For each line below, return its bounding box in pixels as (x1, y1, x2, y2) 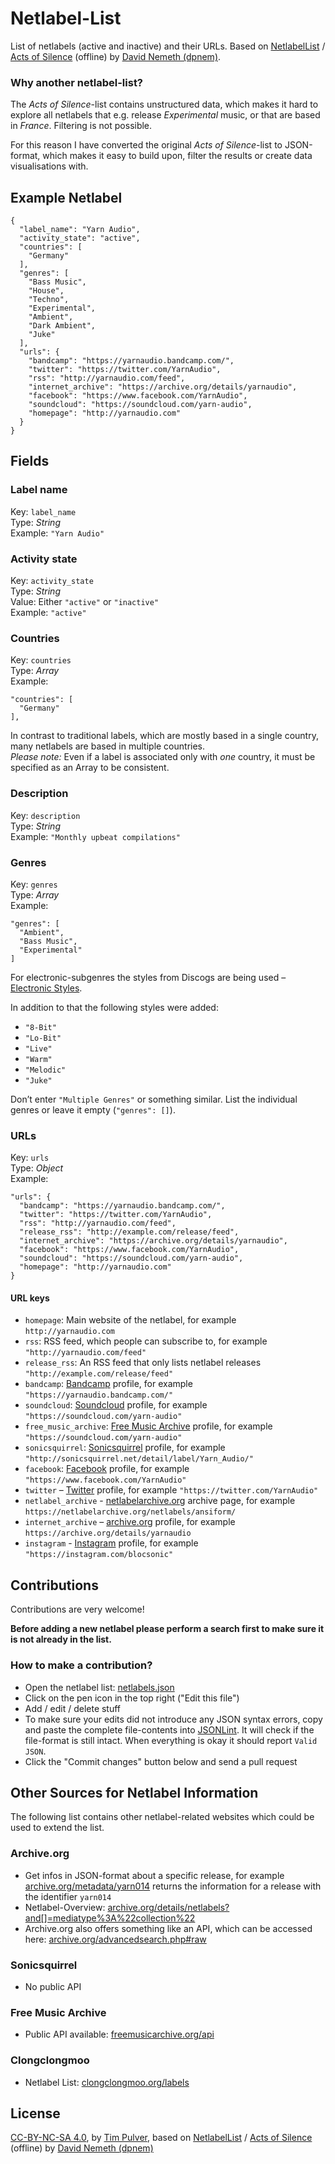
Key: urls (10, 1152, 50, 1164)
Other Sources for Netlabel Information (10, 1784, 259, 1801)
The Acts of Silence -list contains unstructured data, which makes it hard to (10, 98, 319, 111)
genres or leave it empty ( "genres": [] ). (10, 1103, 176, 1116)
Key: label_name (10, 505, 77, 517)
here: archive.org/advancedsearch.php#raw (24, 1933, 207, 1945)
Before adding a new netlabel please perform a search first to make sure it (10, 1623, 325, 1635)
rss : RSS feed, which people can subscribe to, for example (24, 1335, 268, 1347)
